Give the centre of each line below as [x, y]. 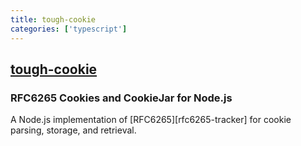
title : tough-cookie [53, 19]
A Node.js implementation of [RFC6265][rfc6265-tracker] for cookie [151, 120]
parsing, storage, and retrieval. [73, 130]
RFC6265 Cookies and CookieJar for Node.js [121, 98]
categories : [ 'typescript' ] [69, 29]
